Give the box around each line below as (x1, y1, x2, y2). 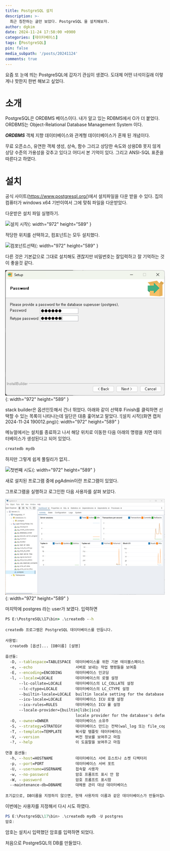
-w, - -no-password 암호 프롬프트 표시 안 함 (10, 772, 119, 777)
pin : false (5, 46, 28, 51)
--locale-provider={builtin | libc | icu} (18, 708, 101, 713)
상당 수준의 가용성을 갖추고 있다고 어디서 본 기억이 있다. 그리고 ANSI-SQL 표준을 (5, 150, 164, 156)
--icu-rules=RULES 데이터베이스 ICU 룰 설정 (18, 702, 120, 707)
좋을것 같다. (10, 260, 34, 266)
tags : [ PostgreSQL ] (5, 41, 47, 46)
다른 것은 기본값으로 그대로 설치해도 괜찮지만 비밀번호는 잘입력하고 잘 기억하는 (5, 254, 159, 260)
